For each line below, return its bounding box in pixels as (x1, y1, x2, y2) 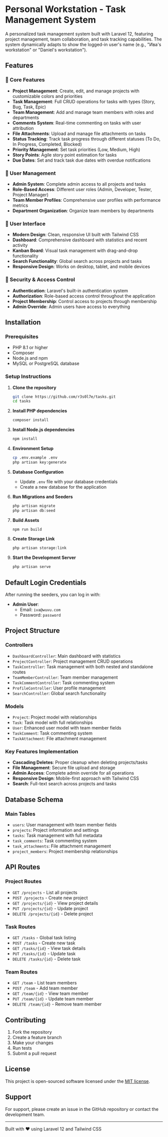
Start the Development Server (12, 554, 76, 560)
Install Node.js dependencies (12, 427, 75, 433)
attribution (12, 125, 34, 131)
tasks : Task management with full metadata (12, 832, 102, 838)
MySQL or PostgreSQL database (12, 360, 80, 367)
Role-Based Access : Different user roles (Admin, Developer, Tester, (12, 186, 152, 192)
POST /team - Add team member (12, 985, 78, 991)
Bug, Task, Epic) (12, 104, 46, 110)
